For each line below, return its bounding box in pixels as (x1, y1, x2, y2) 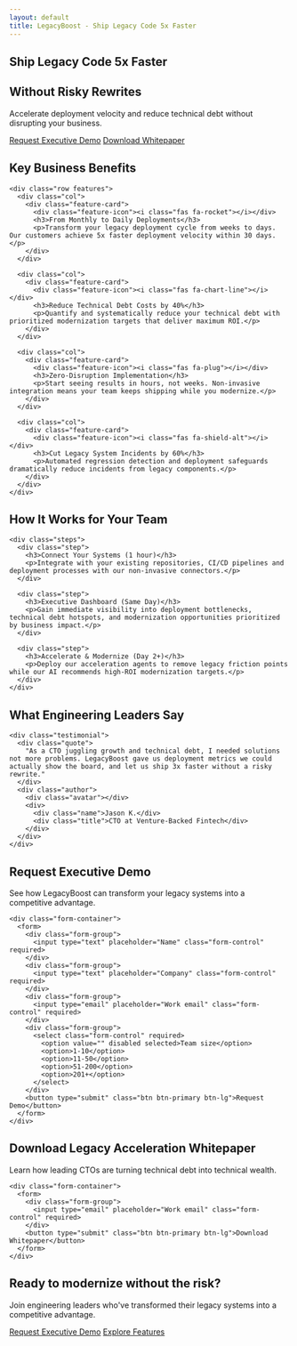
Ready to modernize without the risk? (9, 1276, 221, 1291)
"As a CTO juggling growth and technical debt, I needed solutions (25, 746, 280, 756)
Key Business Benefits (9, 161, 137, 176)
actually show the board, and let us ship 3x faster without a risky (9, 762, 273, 771)
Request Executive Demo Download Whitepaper (9, 134, 185, 145)
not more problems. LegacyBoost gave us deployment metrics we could (9, 754, 273, 763)
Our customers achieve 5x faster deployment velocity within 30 (9, 230, 253, 240)
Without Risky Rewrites (9, 85, 142, 100)
